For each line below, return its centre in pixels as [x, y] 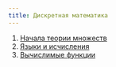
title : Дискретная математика [58, 15]
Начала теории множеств [63, 38]
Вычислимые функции [58, 54]
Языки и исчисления [54, 46]
